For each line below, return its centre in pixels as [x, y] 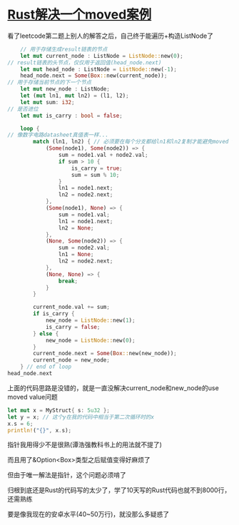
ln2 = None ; [76, 228]
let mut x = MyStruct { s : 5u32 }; [59, 410]
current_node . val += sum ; [72, 307]
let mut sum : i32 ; [47, 102]
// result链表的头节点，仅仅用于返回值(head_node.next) [85, 62]
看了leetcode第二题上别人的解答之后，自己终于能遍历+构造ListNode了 [111, 36]
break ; [68, 281]
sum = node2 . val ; [84, 248]
